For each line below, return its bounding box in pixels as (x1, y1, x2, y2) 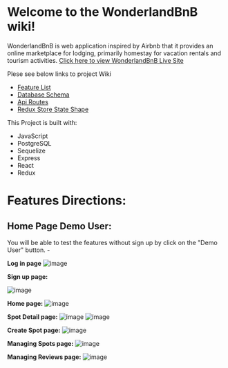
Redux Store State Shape (17, 105, 89, 113)
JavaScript (17, 132, 48, 140)
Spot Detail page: (7, 312, 58, 321)
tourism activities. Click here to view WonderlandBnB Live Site (7, 56, 184, 64)
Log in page (7, 259, 41, 267)
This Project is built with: (7, 118, 77, 126)
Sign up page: (7, 272, 48, 280)
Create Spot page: (7, 326, 61, 334)
